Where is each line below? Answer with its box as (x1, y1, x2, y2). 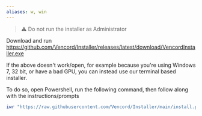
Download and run (6, 37, 52, 44)
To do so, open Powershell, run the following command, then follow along (6, 85, 188, 93)
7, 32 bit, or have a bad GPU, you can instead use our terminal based (6, 67, 176, 75)
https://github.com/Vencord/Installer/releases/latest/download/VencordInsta (6, 43, 195, 50)
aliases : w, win (6, 8, 47, 15)
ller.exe (6, 49, 24, 57)
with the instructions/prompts (6, 92, 79, 99)
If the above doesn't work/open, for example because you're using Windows (6, 61, 196, 69)
